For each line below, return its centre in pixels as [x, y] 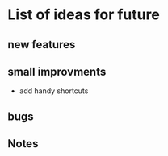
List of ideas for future [84, 15]
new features [42, 45]
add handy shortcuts [54, 91]
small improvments [57, 71]
